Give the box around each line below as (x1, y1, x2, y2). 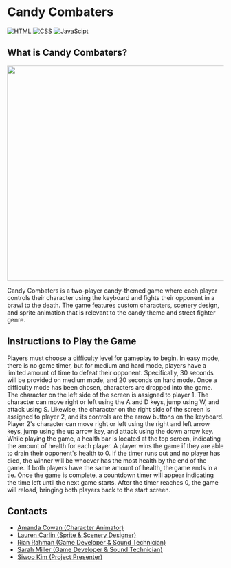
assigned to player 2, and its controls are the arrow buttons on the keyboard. (7, 412, 224, 421)
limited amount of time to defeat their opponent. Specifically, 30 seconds (7, 368, 214, 377)
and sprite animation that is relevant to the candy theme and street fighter (7, 308, 216, 317)
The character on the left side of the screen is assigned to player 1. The (7, 390, 209, 399)
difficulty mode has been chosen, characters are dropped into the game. (7, 383, 213, 391)
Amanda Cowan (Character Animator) (16, 524, 124, 532)
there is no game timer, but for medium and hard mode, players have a (7, 361, 206, 369)
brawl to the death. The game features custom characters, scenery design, (7, 301, 220, 309)
